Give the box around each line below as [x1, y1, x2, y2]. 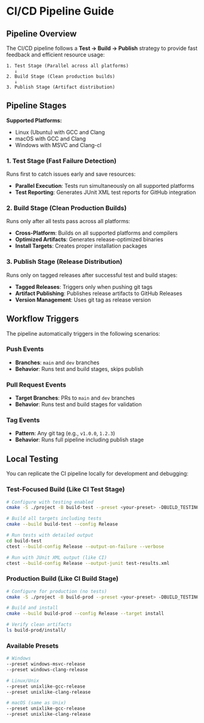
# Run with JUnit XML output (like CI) [6, 555, 107, 561]
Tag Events [6, 416, 40, 424]
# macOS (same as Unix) [6, 700, 67, 706]
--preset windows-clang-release [6, 666, 88, 673]
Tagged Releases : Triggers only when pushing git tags [15, 283, 153, 290]
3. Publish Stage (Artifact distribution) [6, 84, 115, 90]
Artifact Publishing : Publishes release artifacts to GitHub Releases [15, 289, 183, 297]
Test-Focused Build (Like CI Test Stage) [6, 485, 125, 494]
